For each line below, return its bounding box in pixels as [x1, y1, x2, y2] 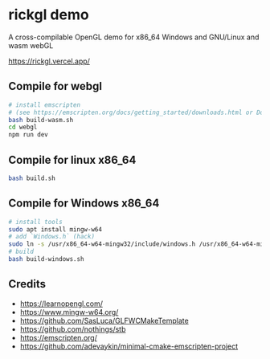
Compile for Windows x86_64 [8, 197, 160, 210]
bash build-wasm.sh [8, 116, 74, 124]
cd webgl [8, 123, 38, 132]
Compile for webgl [8, 80, 103, 93]
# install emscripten [8, 100, 81, 109]
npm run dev [8, 131, 48, 139]
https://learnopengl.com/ [19, 299, 103, 308]
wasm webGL [8, 40, 54, 50]
